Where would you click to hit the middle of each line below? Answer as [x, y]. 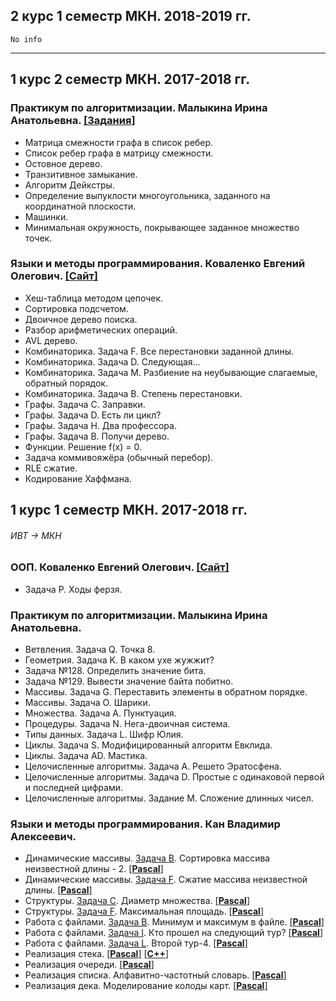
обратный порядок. [66, 383]
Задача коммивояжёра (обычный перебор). [119, 457]
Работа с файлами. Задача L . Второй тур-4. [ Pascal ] [136, 943]
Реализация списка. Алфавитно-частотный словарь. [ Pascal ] [155, 975]
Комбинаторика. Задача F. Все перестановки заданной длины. [159, 351]
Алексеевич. [43, 836]
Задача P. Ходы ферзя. [73, 589]
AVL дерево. [51, 340]
